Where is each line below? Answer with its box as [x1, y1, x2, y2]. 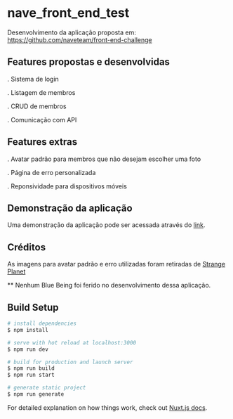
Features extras [7, 136, 78, 148]
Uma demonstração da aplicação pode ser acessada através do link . [7, 221, 206, 229]
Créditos [7, 241, 46, 253]
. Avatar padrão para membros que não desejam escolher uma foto [7, 155, 201, 163]
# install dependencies [7, 320, 77, 327]
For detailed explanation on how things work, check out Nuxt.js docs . [7, 403, 208, 412]
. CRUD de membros [7, 102, 67, 110]
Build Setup [7, 301, 59, 314]
